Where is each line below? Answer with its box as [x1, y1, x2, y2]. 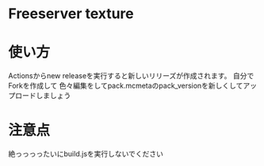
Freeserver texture [8, 5, 134, 23]
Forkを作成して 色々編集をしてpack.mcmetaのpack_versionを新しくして [8, 81, 243, 91]
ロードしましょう [14, 91, 71, 100]
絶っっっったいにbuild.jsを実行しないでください [8, 149, 164, 159]
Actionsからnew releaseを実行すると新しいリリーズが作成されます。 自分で [8, 71, 254, 81]
